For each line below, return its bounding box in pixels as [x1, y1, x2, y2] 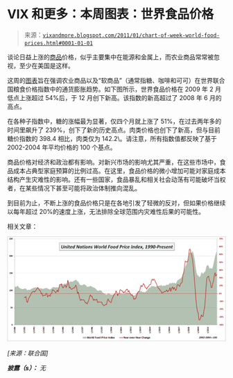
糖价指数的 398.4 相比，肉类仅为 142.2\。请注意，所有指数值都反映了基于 [7, 134, 217, 142]
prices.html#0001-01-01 [24, 40, 94, 47]
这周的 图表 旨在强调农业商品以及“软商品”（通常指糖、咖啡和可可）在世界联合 [7, 76, 225, 84]
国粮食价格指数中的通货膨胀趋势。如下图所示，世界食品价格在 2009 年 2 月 [7, 85, 222, 93]
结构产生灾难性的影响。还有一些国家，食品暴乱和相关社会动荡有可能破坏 [7, 175, 214, 183]
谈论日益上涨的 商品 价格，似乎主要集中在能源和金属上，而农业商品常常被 [7, 53, 214, 61]
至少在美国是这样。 [19, 61, 74, 69]
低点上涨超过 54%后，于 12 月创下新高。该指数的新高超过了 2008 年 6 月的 [7, 93, 222, 101]
